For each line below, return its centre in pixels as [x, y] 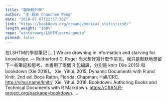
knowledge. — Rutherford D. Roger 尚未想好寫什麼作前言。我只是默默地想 [81, 58]
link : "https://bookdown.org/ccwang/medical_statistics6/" [68, 24]
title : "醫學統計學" [25, 10]
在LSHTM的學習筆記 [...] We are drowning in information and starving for [80, 52]
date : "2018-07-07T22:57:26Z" [37, 19]
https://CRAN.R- [106, 87]
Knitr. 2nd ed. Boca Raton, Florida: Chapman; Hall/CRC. [62, 77]
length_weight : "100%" [29, 28]
